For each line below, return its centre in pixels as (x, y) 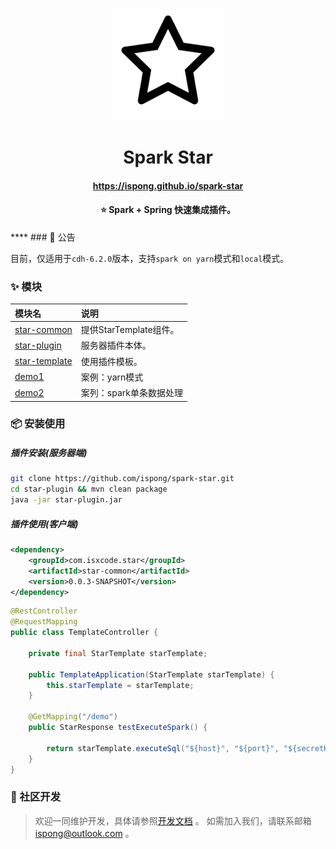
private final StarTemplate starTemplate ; (118, 653)
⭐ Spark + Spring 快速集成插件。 (168, 210)
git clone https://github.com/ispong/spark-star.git (122, 479)
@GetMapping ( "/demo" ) (73, 717)
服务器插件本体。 (116, 345)
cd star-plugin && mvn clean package (89, 489)
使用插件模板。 (111, 361)
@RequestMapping (44, 622)
